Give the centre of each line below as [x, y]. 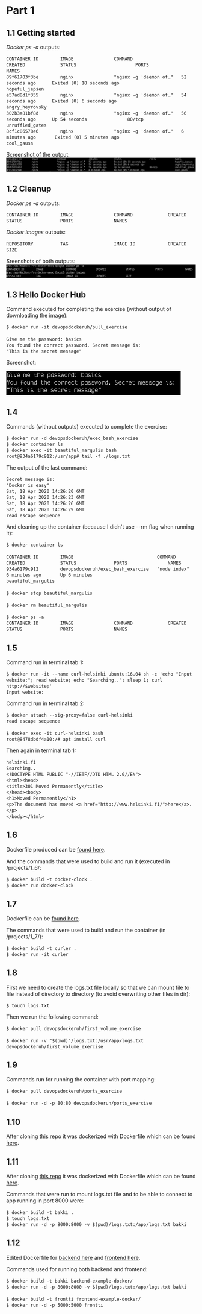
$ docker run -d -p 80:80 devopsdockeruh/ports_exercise [79, 1104]
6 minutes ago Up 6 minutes [50, 575]
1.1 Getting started [41, 33]
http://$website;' [29, 687]
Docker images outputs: [36, 232]
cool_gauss [20, 143]
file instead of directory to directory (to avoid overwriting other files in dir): [98, 994]
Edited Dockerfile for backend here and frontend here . [73, 1257]
